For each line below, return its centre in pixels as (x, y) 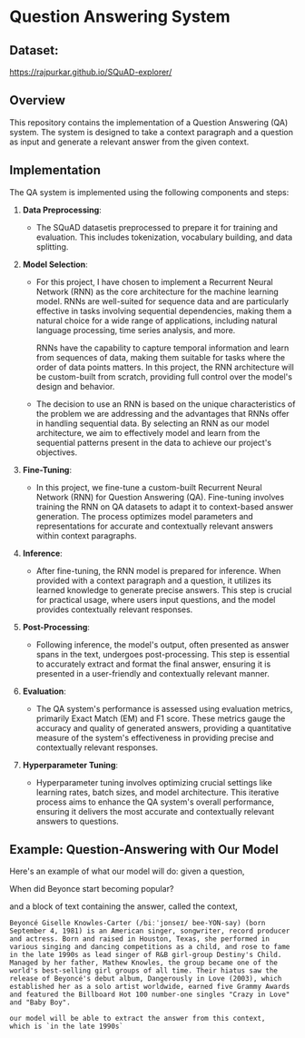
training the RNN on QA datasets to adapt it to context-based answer (165, 507)
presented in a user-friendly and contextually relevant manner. (153, 673)
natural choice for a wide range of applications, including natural (157, 321)
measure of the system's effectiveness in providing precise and (155, 737)
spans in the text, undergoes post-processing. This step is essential (163, 654)
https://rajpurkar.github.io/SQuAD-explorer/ (91, 72)
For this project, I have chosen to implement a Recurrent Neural (155, 282)
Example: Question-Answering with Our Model (144, 850)
